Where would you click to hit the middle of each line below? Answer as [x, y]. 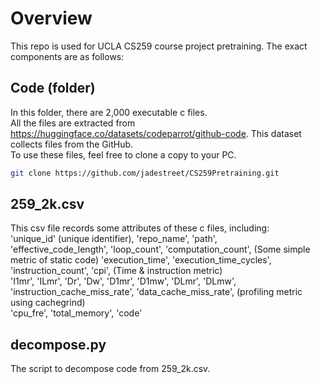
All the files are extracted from [73, 123]
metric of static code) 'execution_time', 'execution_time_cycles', [141, 260]
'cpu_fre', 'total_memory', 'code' [76, 313]
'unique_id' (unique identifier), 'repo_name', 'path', [114, 239]
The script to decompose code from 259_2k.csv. [110, 369]
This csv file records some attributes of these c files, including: [140, 228]
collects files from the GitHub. [72, 144]
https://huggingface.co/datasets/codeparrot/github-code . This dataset [156, 133]
